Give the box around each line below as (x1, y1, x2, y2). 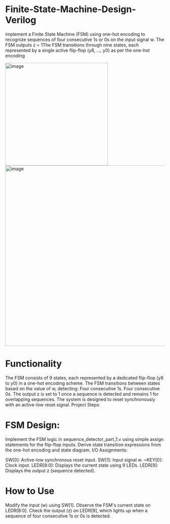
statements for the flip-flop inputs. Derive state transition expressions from (5, 441, 161, 447)
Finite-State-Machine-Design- (5, 4, 136, 15)
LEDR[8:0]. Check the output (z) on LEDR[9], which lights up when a (5, 507, 148, 513)
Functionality (5, 358, 62, 369)
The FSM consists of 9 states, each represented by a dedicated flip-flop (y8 (5, 375, 163, 381)
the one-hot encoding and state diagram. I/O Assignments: (5, 447, 128, 453)
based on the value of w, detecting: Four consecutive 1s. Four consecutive (5, 385, 160, 391)
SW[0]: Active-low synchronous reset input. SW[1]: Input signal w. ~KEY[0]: (5, 457, 163, 463)
